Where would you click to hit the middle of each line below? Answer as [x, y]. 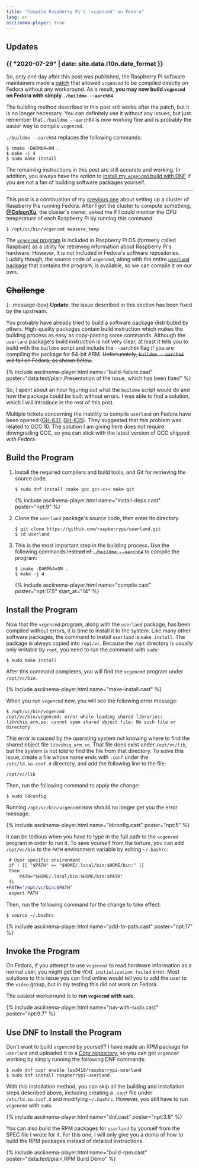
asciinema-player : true [36, 23]
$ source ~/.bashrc [30, 915]
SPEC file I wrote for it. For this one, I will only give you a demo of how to [95, 1135]
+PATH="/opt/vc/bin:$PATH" [39, 887]
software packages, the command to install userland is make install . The [96, 637]
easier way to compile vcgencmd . [45, 126]
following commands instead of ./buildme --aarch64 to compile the [97, 551]
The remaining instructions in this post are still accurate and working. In [93, 170]
